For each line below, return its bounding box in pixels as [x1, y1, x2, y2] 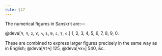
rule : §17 [5, 7, 26, 12]
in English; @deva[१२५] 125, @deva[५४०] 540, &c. [5, 45, 105, 51]
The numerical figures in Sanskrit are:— [5, 21, 85, 27]
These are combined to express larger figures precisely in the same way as [5, 40, 157, 46]
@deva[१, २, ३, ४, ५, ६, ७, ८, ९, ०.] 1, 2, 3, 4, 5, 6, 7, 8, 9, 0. [5, 30, 119, 36]
